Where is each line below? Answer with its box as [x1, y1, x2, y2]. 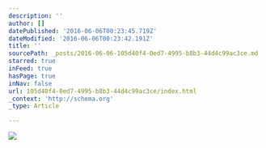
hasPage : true [8, 72, 57, 80]
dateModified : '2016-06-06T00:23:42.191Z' [8, 34, 154, 43]
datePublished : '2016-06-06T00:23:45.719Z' [8, 27, 158, 35]
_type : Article [8, 102, 60, 110]
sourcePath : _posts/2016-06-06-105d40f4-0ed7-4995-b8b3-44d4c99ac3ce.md [8, 49, 259, 57]
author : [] [8, 19, 45, 27]
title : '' [8, 42, 42, 50]
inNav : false [8, 79, 53, 87]
